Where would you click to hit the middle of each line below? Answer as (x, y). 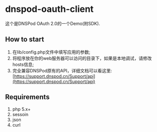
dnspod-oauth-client (49, 9)
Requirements (27, 97)
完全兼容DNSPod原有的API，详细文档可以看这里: (62, 70)
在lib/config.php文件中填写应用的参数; (51, 52)
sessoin (20, 114)
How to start (25, 39)
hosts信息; (23, 64)
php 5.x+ (21, 109)
